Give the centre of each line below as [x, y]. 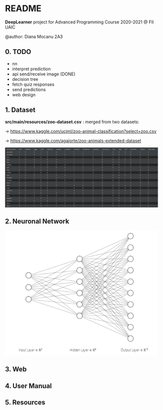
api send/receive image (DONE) [44, 74]
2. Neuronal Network [37, 221]
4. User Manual [28, 386]
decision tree [25, 79]
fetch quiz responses [33, 84]
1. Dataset [20, 110]
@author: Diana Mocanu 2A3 [34, 37]
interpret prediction [31, 69]
